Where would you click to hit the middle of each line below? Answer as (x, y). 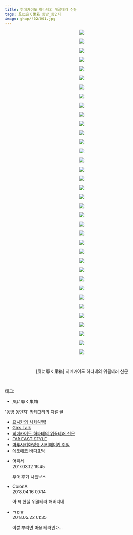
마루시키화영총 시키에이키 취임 (41, 445)
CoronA (20, 487)
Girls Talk (21, 428)
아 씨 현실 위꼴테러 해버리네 (38, 502)
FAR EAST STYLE (29, 439)
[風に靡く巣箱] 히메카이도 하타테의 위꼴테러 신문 (82, 371)
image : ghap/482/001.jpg (30, 19)
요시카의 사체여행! (29, 422)
